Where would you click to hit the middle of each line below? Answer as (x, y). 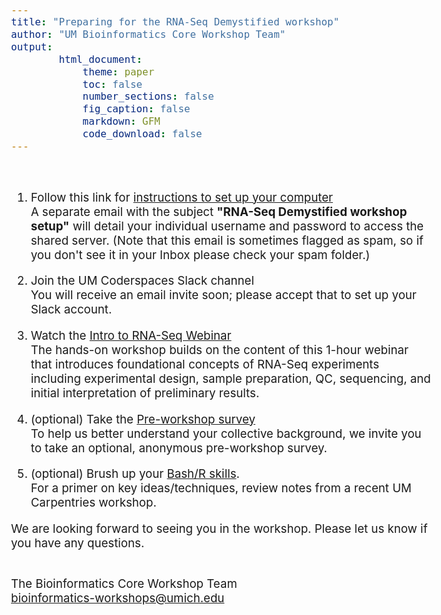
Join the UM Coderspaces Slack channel (142, 281)
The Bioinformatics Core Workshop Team (124, 583)
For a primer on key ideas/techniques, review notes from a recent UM (221, 488)
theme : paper (118, 71)
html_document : (100, 59)
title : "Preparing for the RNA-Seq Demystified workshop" (175, 22)
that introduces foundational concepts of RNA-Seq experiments (205, 365)
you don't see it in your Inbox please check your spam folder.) (200, 255)
